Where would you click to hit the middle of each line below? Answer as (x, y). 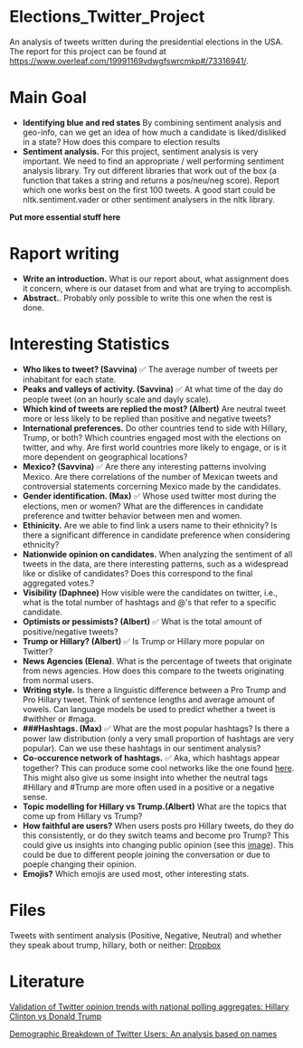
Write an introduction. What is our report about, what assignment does (156, 279)
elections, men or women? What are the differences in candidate (143, 506)
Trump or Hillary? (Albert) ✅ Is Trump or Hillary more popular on (143, 641)
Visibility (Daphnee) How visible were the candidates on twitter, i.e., (150, 592)
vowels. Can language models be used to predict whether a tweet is (149, 709)
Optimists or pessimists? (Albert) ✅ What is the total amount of (142, 621)
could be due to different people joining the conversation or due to (146, 854)
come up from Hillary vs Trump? (82, 815)
